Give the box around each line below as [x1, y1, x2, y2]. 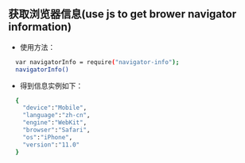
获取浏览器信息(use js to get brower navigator [8, 7, 237, 21]
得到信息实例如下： [19, 81, 84, 90]
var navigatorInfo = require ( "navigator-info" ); [15, 58, 180, 66]
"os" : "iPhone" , [22, 133, 73, 141]
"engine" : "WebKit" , [22, 119, 87, 127]
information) [8, 21, 72, 34]
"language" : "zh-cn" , [22, 112, 91, 119]
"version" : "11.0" [22, 141, 80, 149]
